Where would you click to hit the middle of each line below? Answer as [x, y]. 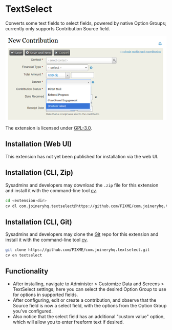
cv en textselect [24, 255]
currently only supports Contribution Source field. [58, 28]
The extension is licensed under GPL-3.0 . [49, 128]
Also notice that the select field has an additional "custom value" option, [89, 316]
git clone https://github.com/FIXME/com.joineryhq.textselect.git [78, 250]
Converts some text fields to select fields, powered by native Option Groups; [86, 23]
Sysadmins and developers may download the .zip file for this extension [82, 185]
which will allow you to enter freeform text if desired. [68, 322]
